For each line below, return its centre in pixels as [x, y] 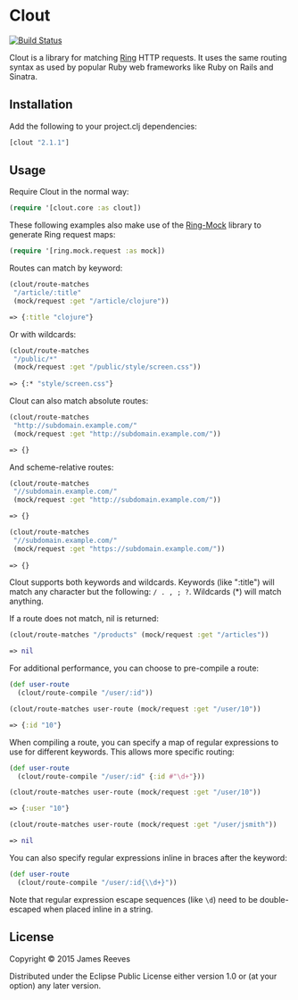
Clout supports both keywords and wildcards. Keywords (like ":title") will [142, 582]
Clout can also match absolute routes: [79, 401]
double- [274, 899]
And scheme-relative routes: [62, 467]
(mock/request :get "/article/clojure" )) [91, 301]
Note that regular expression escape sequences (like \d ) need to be [134, 899]
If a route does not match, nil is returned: [84, 619]
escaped [25, 909]
